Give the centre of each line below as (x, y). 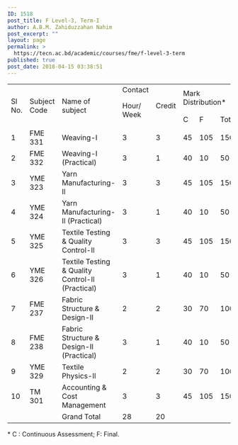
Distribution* (205, 102)
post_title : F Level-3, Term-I (53, 21)
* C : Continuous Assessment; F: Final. (63, 434)
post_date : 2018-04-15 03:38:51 (55, 67)
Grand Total (81, 417)
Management (84, 405)
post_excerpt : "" (33, 34)
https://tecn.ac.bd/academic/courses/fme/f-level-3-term (100, 54)
